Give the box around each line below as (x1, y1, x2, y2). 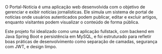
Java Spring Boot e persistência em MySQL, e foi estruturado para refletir (5, 33, 151, 39)
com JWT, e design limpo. (5, 44, 57, 49)
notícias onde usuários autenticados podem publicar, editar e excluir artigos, (5, 14, 158, 20)
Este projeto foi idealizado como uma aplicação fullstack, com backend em (5, 29, 155, 34)
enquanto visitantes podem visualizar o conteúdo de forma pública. (5, 19, 139, 25)
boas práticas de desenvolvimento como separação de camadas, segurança (5, 39, 158, 44)
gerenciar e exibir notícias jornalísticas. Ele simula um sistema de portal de (5, 9, 154, 15)
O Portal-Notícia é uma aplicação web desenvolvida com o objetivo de (5, 4, 146, 10)
